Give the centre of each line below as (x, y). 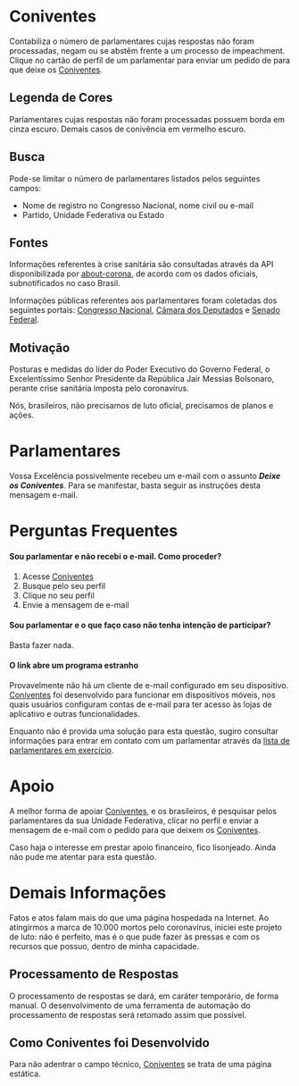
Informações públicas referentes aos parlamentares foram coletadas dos (143, 300)
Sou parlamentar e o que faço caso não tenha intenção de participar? (140, 625)
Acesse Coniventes (58, 576)
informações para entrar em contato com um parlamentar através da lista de (149, 740)
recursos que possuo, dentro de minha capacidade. (104, 946)
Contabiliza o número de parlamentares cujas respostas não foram (132, 41)
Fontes (29, 243)
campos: (25, 188)
